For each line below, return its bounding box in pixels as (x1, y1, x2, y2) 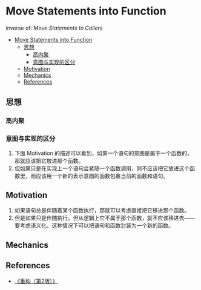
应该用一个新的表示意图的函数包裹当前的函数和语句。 (35, 172, 169, 179)
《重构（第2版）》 (14, 277, 58, 285)
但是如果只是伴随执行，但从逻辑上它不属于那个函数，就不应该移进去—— (14, 214, 195, 222)
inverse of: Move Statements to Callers (5, 24, 103, 31)
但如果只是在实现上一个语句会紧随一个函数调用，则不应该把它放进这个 (14, 165, 190, 172)
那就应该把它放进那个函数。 (14, 157, 84, 164)
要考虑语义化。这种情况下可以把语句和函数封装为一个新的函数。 (14, 222, 174, 229)
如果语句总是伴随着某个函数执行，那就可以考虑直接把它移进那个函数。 (14, 207, 190, 214)
